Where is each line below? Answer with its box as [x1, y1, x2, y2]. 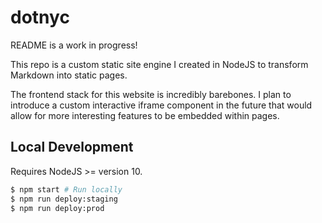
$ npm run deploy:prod [10, 203, 105, 213]
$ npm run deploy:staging [10, 194, 118, 204]
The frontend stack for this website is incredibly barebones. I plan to [10, 88, 292, 100]
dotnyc [10, 6, 70, 29]
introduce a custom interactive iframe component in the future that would [10, 99, 313, 111]
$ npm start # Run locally [10, 184, 123, 195]
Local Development [10, 139, 134, 156]
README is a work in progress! [10, 39, 138, 51]
